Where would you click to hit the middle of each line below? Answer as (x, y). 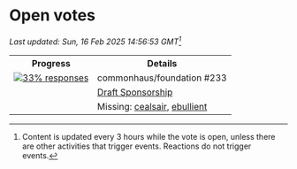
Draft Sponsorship (135, 92)
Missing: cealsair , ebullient (152, 106)
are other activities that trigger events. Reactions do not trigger (137, 146)
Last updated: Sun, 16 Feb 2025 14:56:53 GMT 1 (95, 41)
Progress (51, 63)
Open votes (52, 15)
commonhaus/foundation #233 (162, 78)
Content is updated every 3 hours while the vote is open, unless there (148, 136)
